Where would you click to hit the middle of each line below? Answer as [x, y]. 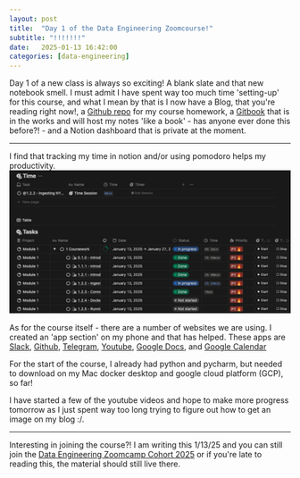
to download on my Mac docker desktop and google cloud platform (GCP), [146, 373]
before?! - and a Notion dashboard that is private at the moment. [128, 130]
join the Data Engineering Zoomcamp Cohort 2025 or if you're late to [136, 455]
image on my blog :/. [47, 419]
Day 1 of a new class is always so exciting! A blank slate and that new [137, 83]
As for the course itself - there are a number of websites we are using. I [141, 328]
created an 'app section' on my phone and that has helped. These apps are [147, 337]
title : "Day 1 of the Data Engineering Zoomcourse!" [112, 28]
